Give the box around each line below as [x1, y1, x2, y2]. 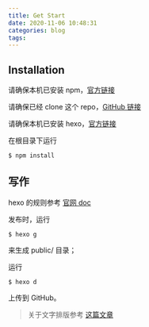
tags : [8, 33, 26, 42]
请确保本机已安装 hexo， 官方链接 [8, 119, 117, 129]
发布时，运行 [8, 214, 50, 224]
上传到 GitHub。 [8, 293, 61, 302]
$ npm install [8, 152, 55, 160]
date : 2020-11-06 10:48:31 [8, 19, 97, 27]
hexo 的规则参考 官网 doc [8, 198, 91, 207]
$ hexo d [8, 278, 37, 286]
